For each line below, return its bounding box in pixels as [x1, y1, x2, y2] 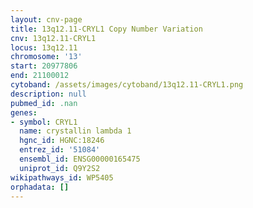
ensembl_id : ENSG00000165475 [19, 154, 141, 164]
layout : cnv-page [10, 14, 83, 25]
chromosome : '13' [10, 52, 83, 62]
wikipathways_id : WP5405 [10, 172, 114, 183]
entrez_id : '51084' [19, 145, 101, 155]
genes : [10, 107, 38, 118]
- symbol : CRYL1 [10, 117, 78, 127]
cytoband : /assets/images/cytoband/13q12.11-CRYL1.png [10, 80, 244, 90]
